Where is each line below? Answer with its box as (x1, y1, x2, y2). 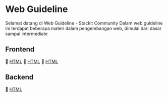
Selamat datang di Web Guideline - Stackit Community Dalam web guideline (5, 20, 163, 26)
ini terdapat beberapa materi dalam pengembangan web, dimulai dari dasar (5, 25, 162, 31)
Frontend (5, 45, 35, 53)
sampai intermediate (5, 30, 48, 36)
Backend (5, 73, 34, 81)
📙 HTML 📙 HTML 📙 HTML (5, 58, 59, 64)
